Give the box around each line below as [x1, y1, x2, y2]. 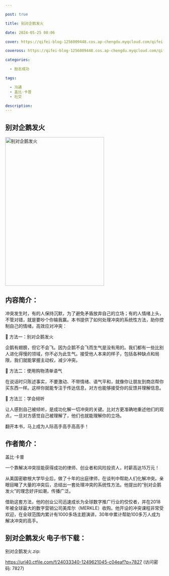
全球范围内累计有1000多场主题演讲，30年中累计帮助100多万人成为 [22, 511, 161, 517]
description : [5, 103, 33, 109]
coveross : [5, 48, 26, 54]
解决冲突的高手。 [5, 517, 41, 523]
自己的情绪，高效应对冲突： [9, 323, 67, 329]
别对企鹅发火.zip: [5, 548, 41, 554]
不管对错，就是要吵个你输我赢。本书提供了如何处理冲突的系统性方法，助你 [5, 317, 159, 323]
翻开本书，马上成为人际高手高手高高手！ [5, 423, 89, 429]
